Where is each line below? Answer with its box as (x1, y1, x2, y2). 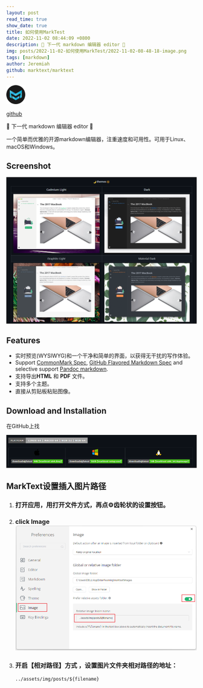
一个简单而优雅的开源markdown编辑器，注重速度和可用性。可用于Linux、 (6, 135, 189, 142)
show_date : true (6, 22, 47, 28)
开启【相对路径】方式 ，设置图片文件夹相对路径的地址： (14, 661, 178, 670)
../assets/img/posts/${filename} (14, 676, 100, 683)
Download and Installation (6, 406, 107, 416)
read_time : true (6, 16, 47, 22)
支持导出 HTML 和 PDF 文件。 (14, 372, 88, 380)
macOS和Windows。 (6, 143, 59, 150)
